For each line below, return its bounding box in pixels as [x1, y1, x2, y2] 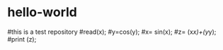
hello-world [7, 4, 78, 20]
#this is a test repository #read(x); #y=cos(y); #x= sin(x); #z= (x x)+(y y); [7, 27, 217, 36]
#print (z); [7, 35, 37, 43]
